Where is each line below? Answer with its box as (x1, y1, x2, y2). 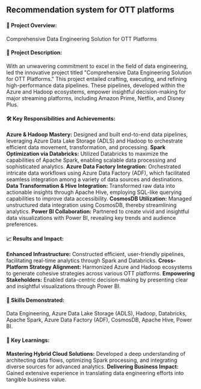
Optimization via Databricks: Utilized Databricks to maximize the (6, 150, 169, 157)
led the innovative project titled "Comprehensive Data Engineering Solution (6, 69, 192, 76)
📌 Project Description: (6, 49, 63, 56)
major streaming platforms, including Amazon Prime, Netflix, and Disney (6, 94, 185, 101)
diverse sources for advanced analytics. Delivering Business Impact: (6, 362, 179, 370)
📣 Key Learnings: (6, 336, 50, 344)
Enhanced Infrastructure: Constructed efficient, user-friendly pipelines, (6, 251, 185, 258)
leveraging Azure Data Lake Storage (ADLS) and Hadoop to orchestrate (6, 137, 183, 144)
